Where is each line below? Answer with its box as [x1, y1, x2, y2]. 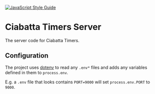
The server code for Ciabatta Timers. [5, 37, 79, 43]
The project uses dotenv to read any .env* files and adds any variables [5, 64, 148, 70]
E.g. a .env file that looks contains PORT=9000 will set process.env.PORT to [5, 79, 150, 85]
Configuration [5, 51, 49, 60]
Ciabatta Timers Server [5, 22, 101, 32]
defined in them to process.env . [5, 69, 68, 75]
